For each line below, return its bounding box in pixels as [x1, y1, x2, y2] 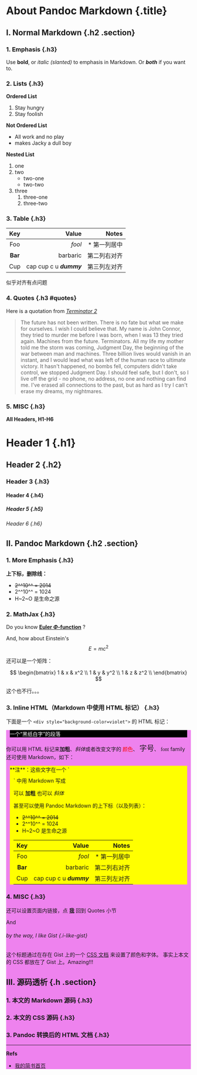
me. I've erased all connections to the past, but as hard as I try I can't [20, 381, 188, 388]
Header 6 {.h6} [6, 520, 43, 527]
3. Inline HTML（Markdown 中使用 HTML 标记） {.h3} [6, 703, 160, 711]
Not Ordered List [6, 122, 47, 129]
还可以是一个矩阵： [6, 657, 53, 664]
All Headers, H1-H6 [6, 416, 54, 423]
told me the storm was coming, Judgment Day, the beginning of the [20, 344, 184, 351]
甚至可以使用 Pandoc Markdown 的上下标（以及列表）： [13, 802, 147, 810]
